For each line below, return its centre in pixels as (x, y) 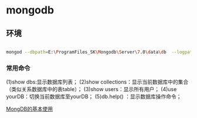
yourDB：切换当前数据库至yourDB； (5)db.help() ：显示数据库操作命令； (94, 96)
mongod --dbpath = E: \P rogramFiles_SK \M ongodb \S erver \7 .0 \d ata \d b (86, 52)
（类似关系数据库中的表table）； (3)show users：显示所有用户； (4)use (91, 89)
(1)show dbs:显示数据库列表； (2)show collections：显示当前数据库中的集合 (97, 82)
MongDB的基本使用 (30, 109)
